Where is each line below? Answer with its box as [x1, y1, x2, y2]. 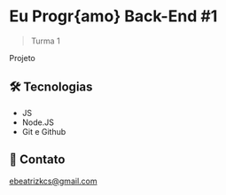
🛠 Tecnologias [9, 80, 93, 95]
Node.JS [21, 117, 55, 128]
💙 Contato [9, 152, 66, 168]
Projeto [9, 52, 35, 63]
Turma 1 [30, 35, 60, 46]
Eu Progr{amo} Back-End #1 [9, 6, 218, 27]
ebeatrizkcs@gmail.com [9, 175, 97, 186]
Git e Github [21, 126, 66, 136]
